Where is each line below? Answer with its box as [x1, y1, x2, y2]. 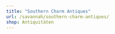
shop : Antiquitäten [6, 19, 54, 25]
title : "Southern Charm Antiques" [6, 8, 91, 14]
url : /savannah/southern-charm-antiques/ [6, 14, 110, 20]
